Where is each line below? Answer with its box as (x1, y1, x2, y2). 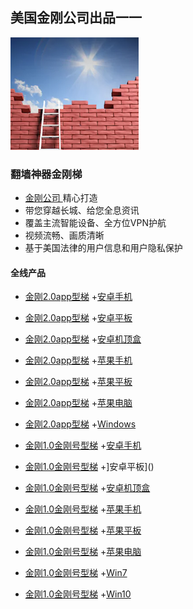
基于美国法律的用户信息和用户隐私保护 (24, 242, 183, 254)
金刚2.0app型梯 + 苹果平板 (24, 376, 133, 388)
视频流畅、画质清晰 (24, 229, 105, 242)
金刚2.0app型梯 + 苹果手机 (24, 354, 133, 367)
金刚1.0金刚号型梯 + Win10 (24, 588, 132, 600)
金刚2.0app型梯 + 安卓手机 (24, 291, 133, 303)
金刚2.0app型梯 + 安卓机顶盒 (24, 333, 142, 345)
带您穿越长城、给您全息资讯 (24, 204, 140, 217)
